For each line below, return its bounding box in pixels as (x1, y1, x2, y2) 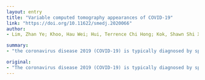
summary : (6, 42, 29, 48)
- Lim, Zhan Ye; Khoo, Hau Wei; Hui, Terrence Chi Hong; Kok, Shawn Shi (6, 32, 195, 38)
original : (6, 59, 32, 65)
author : (6, 25, 26, 32)
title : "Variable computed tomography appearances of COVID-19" (6, 15, 173, 21)
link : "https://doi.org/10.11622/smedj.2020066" (6, 20, 132, 26)
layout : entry (6, 8, 43, 15)
